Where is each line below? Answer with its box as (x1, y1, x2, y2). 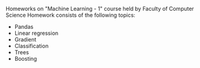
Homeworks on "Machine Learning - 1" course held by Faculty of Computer (5, 5, 195, 12)
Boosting (14, 55, 37, 62)
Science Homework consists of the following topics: (5, 11, 136, 19)
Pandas (14, 23, 34, 30)
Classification (14, 42, 49, 49)
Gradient (14, 36, 37, 43)
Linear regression (14, 29, 59, 37)
